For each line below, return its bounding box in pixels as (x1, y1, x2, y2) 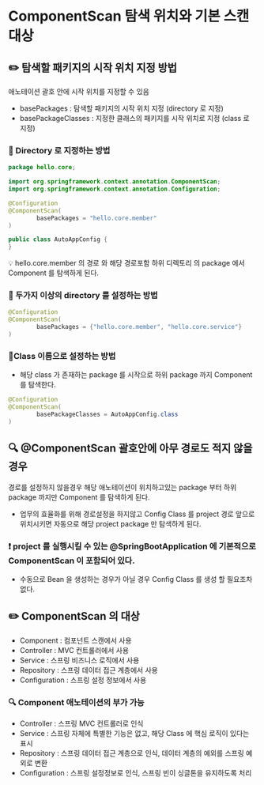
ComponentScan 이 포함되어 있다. (8, 555, 136, 566)
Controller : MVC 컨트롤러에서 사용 (19, 645, 129, 655)
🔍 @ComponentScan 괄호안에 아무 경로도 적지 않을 (8, 442, 253, 455)
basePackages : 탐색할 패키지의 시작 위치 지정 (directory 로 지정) (19, 104, 224, 113)
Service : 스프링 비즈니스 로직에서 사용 (19, 655, 140, 665)
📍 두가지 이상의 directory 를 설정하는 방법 (8, 290, 158, 301)
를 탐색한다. (19, 380, 57, 390)
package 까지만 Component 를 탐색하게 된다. (8, 492, 150, 502)
